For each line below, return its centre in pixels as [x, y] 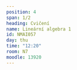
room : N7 [17, 52]
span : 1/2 [19, 18]
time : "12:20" [24, 46]
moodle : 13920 [24, 57]
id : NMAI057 [21, 35]
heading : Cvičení [28, 23]
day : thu [17, 40]
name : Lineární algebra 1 [38, 29]
